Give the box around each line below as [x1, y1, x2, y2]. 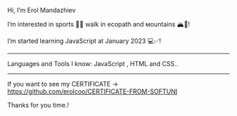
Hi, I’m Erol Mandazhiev [7, 6, 76, 14]
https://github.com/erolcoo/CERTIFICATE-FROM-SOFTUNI [7, 87, 178, 96]
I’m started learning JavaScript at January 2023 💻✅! [7, 37, 162, 45]
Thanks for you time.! [7, 101, 69, 109]
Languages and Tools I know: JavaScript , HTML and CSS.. [7, 60, 178, 67]
